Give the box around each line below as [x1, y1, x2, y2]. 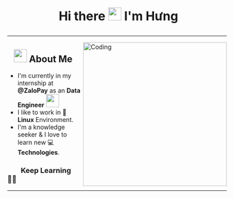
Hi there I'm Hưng [58, 8, 179, 24]
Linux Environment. [17, 116, 74, 123]
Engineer [17, 101, 45, 109]
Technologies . [17, 148, 60, 156]
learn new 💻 [17, 138, 54, 146]
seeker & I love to [17, 130, 68, 139]
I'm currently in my [17, 72, 72, 79]
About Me [29, 53, 73, 65]
